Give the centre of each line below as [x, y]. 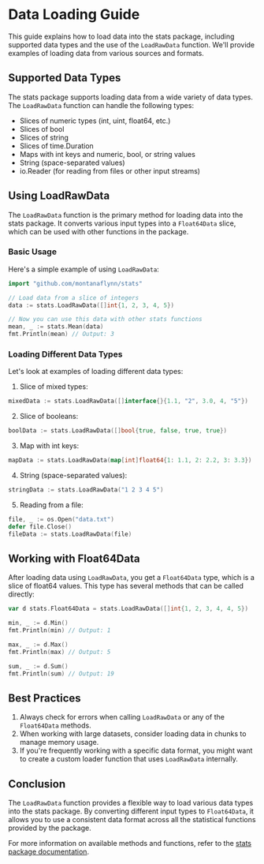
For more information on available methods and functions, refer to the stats [130, 843]
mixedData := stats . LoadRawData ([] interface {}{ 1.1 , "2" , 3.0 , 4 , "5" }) [128, 401]
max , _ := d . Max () [38, 645]
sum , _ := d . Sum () [38, 666]
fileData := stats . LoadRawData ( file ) [70, 534]
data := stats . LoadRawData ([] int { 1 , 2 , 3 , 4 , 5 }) [91, 305]
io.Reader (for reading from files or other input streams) [110, 170]
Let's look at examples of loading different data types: [96, 372]
